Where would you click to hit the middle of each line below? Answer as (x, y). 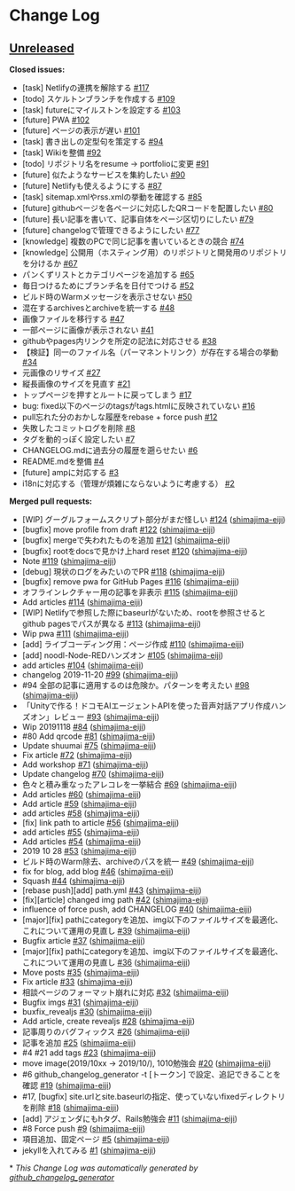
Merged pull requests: (51, 501)
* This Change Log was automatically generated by (104, 1168)
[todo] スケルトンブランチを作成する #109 (98, 99)
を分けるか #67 (50, 263)
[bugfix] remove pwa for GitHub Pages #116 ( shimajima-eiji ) (131, 581)
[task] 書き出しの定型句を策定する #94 (93, 141)
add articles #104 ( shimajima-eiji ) (83, 665)
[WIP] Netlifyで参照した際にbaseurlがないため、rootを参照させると (144, 612)
